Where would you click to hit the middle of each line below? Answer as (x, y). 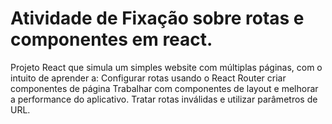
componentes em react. (111, 39)
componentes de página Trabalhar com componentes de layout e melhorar (164, 88)
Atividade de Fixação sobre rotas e (157, 18)
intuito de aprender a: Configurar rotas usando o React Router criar (148, 78)
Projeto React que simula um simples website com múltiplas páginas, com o (166, 67)
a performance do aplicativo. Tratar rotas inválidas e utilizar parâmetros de (164, 99)
